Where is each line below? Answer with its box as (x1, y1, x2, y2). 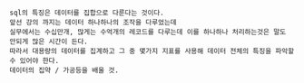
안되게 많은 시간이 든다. (9, 37, 89, 46)
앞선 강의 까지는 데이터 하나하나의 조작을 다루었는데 (9, 18, 177, 27)
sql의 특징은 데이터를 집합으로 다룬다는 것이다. (9, 8, 165, 17)
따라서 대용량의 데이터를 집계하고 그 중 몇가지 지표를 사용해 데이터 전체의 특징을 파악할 (9, 47, 295, 56)
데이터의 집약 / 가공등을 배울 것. (9, 66, 120, 75)
